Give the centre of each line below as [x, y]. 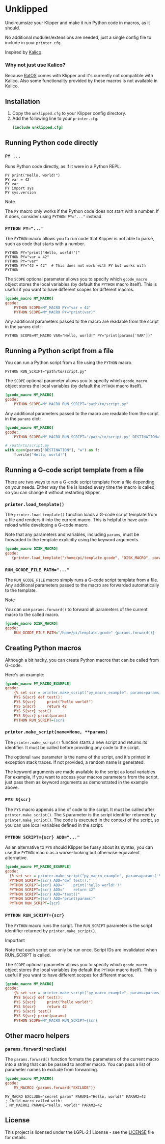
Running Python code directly [52, 143]
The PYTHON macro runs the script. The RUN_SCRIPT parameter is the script [79, 925]
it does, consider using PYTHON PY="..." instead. [54, 216]
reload [12, 525]
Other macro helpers [37, 1036]
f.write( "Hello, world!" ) [41, 455]
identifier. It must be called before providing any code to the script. [73, 747]
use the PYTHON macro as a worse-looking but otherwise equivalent [72, 853]
